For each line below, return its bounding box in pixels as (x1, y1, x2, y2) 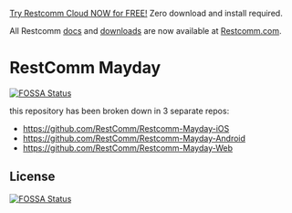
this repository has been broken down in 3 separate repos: (9, 105, 230, 116)
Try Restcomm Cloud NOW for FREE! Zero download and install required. (9, 8, 283, 18)
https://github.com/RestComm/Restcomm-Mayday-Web (22, 142, 234, 154)
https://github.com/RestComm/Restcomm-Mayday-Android (22, 133, 246, 144)
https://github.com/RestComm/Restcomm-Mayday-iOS (22, 122, 230, 133)
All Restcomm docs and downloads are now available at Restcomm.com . (9, 26, 282, 36)
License (9, 169, 56, 185)
